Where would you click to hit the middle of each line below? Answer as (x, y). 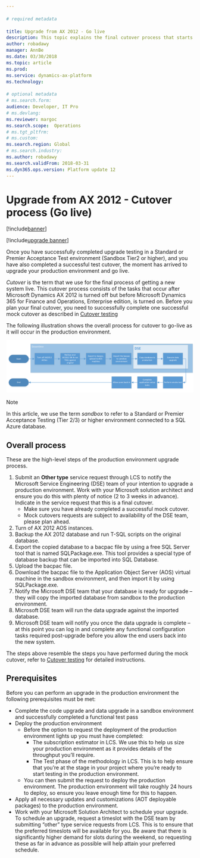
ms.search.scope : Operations (44, 126)
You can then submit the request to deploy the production (94, 780)
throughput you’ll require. (64, 755)
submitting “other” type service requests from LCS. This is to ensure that (104, 824)
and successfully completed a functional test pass (76, 717)
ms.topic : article (29, 63)
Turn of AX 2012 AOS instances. (54, 528)
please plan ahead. (47, 522)
